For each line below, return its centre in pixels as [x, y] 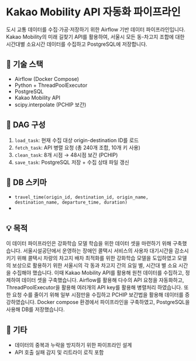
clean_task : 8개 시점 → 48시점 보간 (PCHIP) [66, 155]
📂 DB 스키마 [26, 182]
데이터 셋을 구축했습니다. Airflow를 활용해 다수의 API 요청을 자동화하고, [103, 280]
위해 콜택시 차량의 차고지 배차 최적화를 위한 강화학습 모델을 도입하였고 [97, 258]
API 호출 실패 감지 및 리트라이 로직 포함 [59, 352]
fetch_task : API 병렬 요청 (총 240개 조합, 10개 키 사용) [77, 147]
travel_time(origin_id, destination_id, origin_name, [81, 197]
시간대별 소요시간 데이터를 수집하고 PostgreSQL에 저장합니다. [77, 44]
